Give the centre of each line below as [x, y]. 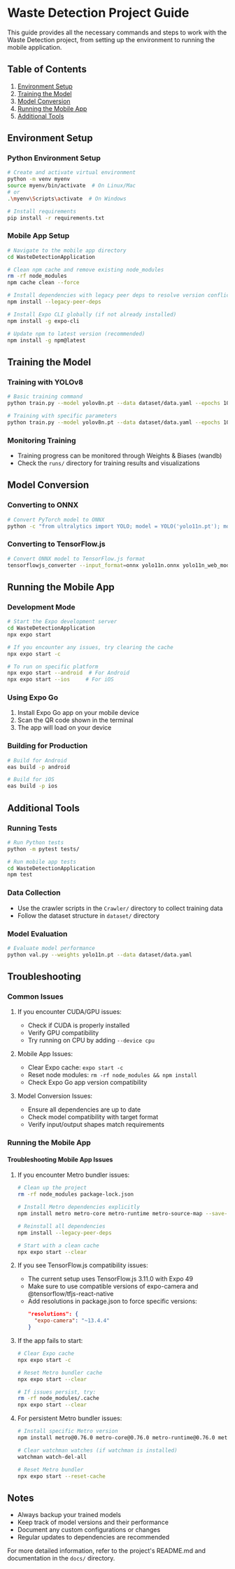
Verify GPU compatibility [63, 1033]
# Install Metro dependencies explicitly [78, 1207]
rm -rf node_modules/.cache [58, 1398]
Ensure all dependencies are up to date [84, 1109]
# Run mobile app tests [42, 862]
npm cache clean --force [43, 283]
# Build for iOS [31, 780]
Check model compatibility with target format [93, 1117]
